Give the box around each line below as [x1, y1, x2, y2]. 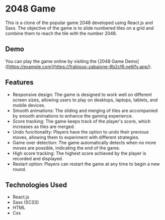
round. [12, 166, 27, 172]
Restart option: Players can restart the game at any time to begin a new [12, 161, 160, 167]
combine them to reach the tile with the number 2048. [5, 30, 117, 36]
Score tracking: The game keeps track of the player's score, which [12, 118, 151, 124]
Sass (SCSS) [12, 199, 39, 205]
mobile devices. [12, 102, 46, 108]
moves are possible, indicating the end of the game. [12, 145, 121, 151]
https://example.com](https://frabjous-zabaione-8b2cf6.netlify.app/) [8, 63, 151, 69]
